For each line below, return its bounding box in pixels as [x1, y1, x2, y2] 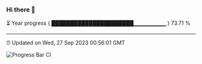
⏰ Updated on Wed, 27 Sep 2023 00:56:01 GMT [6, 39, 125, 46]
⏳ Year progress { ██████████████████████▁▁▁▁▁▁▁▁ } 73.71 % [6, 19, 191, 27]
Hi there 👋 [6, 5, 36, 14]
